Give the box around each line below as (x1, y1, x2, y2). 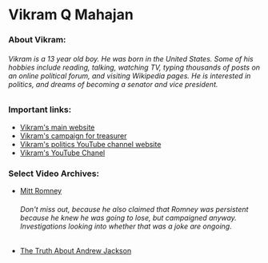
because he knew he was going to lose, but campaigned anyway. (19, 213, 238, 222)
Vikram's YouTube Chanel (19, 148, 106, 157)
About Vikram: (8, 34, 66, 46)
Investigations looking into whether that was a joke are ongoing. (19, 221, 232, 231)
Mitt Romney (19, 185, 62, 195)
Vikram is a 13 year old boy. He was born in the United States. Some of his (8, 54, 254, 63)
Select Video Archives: (8, 168, 100, 179)
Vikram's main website (19, 122, 95, 132)
